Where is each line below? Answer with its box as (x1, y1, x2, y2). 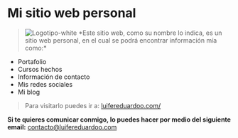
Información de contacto (17, 73, 90, 81)
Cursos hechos (17, 65, 63, 73)
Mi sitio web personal (7, 5, 136, 21)
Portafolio (17, 57, 47, 65)
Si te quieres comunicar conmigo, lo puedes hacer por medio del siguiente (7, 115, 231, 124)
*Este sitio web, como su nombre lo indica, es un (78, 28, 222, 37)
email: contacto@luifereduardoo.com (7, 122, 117, 131)
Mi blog (17, 87, 40, 96)
